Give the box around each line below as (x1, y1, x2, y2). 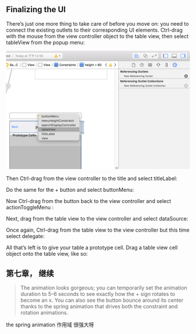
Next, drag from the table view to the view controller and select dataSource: (6, 215, 188, 222)
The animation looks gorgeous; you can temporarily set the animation (20, 284, 188, 291)
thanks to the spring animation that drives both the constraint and (20, 303, 178, 310)
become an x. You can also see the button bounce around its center (20, 297, 184, 304)
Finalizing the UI (6, 5, 66, 15)
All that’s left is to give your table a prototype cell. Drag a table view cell (6, 244, 178, 251)
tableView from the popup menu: (6, 39, 85, 46)
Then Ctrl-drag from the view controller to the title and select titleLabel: (6, 175, 178, 182)
